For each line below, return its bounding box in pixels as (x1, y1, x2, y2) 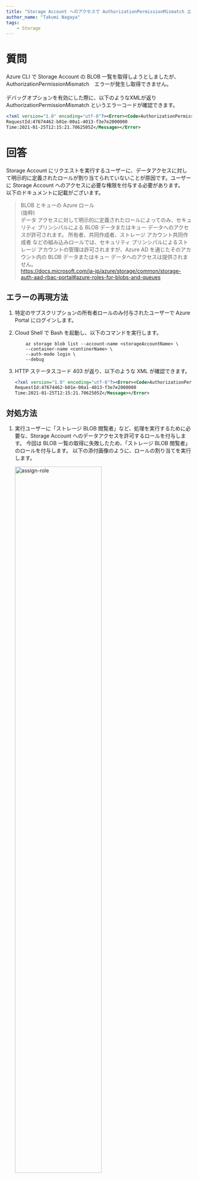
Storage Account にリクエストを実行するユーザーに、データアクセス (6, 167, 172, 174)
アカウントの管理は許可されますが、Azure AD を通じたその (37, 246, 181, 253)
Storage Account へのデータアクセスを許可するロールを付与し (30, 432, 181, 439)
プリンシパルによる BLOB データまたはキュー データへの (37, 224, 174, 231)
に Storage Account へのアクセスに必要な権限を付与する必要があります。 (6, 182, 184, 189)
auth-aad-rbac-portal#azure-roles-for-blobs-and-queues (20, 273, 161, 281)
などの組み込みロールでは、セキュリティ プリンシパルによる (32, 238, 178, 245)
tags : (6, 20, 19, 25)
